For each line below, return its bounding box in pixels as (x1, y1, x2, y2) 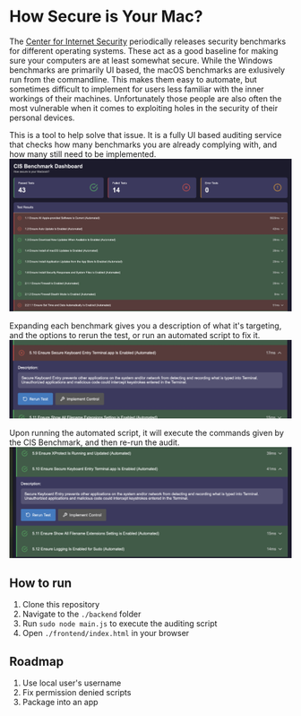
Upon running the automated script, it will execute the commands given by (9, 428, 285, 439)
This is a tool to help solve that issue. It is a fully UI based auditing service (9, 129, 282, 140)
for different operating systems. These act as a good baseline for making (9, 45, 279, 56)
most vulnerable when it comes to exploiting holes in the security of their (9, 102, 279, 113)
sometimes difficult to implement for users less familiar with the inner (9, 83, 264, 94)
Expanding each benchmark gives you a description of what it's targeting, (9, 320, 282, 331)
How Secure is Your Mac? (9, 6, 203, 27)
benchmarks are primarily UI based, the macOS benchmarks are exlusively (9, 65, 285, 75)
